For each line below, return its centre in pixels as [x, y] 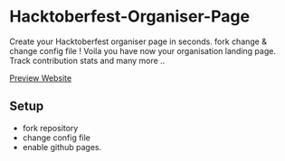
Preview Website [41, 77]
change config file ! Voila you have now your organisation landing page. [142, 50]
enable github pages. [62, 147]
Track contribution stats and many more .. [87, 60]
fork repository [50, 128]
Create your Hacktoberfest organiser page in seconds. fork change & [138, 41]
